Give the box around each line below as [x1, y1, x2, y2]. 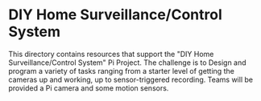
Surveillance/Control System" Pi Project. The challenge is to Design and [8, 58, 247, 67]
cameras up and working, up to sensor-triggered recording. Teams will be [8, 75, 254, 84]
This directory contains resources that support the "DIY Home [8, 49, 214, 59]
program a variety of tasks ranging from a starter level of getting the [8, 66, 235, 75]
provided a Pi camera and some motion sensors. [8, 83, 169, 93]
